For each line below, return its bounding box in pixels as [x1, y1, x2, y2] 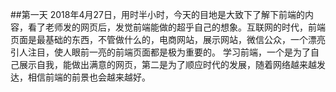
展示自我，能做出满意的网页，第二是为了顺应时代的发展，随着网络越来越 [18, 59, 317, 70]
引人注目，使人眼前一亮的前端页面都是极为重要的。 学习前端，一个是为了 [10, 46, 311, 58]
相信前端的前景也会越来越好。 [27, 71, 151, 83]
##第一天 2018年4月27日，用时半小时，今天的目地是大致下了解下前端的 [10, 9, 305, 20]
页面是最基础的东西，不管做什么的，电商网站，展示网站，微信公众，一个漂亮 [10, 34, 326, 45]
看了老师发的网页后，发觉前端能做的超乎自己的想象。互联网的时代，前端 [27, 21, 326, 33]
